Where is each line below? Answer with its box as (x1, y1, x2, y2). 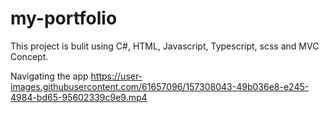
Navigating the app (10, 70, 89, 82)
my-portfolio (10, 7, 118, 30)
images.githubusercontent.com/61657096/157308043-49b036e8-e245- (10, 80, 310, 92)
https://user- (90, 70, 143, 82)
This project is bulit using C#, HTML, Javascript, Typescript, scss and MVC (10, 40, 320, 52)
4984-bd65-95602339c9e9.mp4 (10, 91, 148, 103)
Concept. (10, 50, 49, 62)
